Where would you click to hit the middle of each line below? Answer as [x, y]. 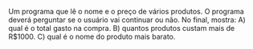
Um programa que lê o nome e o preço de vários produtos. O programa [126, 11]
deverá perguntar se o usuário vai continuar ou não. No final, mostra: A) [127, 20]
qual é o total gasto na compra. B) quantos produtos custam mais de [122, 28]
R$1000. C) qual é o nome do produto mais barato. [92, 36]
